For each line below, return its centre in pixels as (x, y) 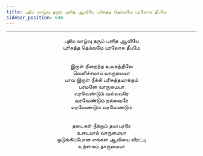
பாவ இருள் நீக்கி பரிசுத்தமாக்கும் (101, 80)
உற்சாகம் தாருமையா (101, 146)
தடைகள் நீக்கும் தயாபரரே (101, 126)
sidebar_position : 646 (35, 18)
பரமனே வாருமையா (101, 86)
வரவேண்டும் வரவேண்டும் (101, 107)
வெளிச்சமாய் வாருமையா (101, 73)
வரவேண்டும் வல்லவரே (101, 93)
